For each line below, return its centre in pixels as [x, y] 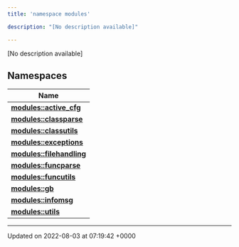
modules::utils [36, 212]
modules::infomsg [42, 200]
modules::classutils [44, 131]
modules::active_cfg [46, 107]
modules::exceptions [47, 142]
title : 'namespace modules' [49, 14]
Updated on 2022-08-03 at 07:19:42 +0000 [72, 236]
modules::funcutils [43, 177]
